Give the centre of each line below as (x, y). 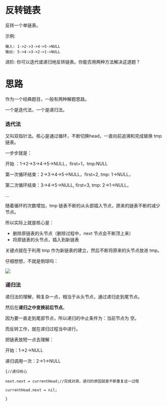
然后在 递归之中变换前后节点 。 (36, 308)
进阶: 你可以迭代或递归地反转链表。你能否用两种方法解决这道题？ (73, 62)
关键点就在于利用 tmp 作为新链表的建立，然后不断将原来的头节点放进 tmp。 (84, 251)
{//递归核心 (16, 372)
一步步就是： (18, 153)
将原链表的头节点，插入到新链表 (46, 240)
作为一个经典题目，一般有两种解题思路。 (47, 99)
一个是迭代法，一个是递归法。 (36, 109)
